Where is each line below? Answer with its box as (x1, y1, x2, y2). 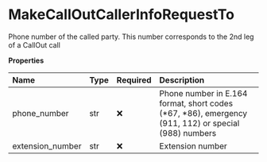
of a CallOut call (8, 40, 61, 49)
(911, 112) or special (159, 118, 240, 129)
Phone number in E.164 (159, 87, 248, 98)
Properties (8, 56, 44, 65)
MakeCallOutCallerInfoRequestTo (8, 6, 234, 24)
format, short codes (159, 98, 233, 109)
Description (159, 74, 205, 85)
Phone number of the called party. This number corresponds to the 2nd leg (8, 32, 254, 41)
